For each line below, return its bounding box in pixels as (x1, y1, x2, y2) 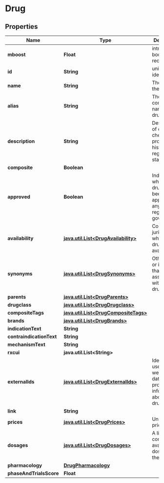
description (7, 138, 35, 145)
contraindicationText (7, 333, 57, 340)
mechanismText (7, 341, 45, 348)
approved (7, 193, 31, 200)
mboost (7, 51, 26, 58)
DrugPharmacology (63, 462, 110, 469)
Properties (5, 22, 38, 31)
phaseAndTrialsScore (7, 470, 59, 477)
